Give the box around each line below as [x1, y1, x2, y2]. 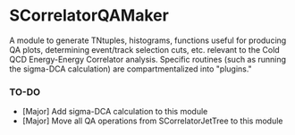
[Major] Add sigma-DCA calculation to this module [21, 106, 208, 117]
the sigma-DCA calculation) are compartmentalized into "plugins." [9, 63, 252, 74]
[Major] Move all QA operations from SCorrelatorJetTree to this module [21, 115, 283, 126]
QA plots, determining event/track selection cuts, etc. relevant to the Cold [9, 44, 280, 55]
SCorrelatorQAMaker [9, 5, 170, 26]
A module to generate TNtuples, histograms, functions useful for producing [9, 35, 287, 46]
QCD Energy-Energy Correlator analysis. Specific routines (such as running [9, 54, 287, 64]
